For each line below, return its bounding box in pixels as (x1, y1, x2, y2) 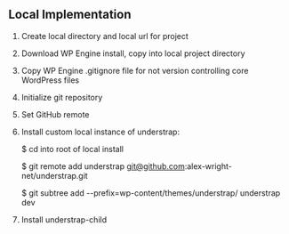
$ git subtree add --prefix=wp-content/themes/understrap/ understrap (20, 187, 281, 198)
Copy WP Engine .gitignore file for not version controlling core (20, 65, 249, 76)
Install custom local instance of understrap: (20, 126, 180, 137)
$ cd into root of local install (20, 143, 124, 154)
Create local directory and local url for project (20, 30, 189, 41)
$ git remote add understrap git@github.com (20, 160, 186, 172)
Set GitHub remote (20, 109, 90, 119)
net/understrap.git (20, 170, 88, 181)
